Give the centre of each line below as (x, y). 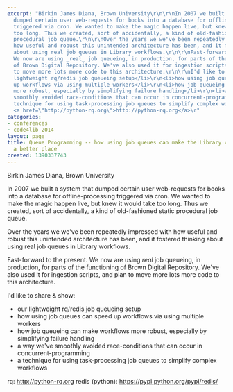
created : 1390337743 (37, 156)
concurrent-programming (53, 353)
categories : (24, 117)
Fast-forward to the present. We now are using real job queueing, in (104, 259)
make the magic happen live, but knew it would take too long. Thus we (108, 203)
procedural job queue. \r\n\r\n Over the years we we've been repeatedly (119, 40)
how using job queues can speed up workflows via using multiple (111, 316)
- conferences (28, 123)
